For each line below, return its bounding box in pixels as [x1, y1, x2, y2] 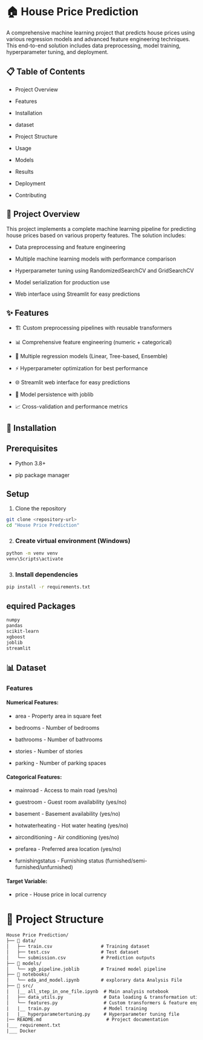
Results [14, 168, 34, 175]
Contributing [14, 192, 47, 199]
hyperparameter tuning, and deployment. [6, 48, 109, 55]
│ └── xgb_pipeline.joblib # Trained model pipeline [6, 966, 166, 972]
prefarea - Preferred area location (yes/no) [14, 845, 122, 853]
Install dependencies [14, 570, 79, 579]
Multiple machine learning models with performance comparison [14, 255, 176, 262]
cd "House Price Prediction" [6, 522, 80, 528]
